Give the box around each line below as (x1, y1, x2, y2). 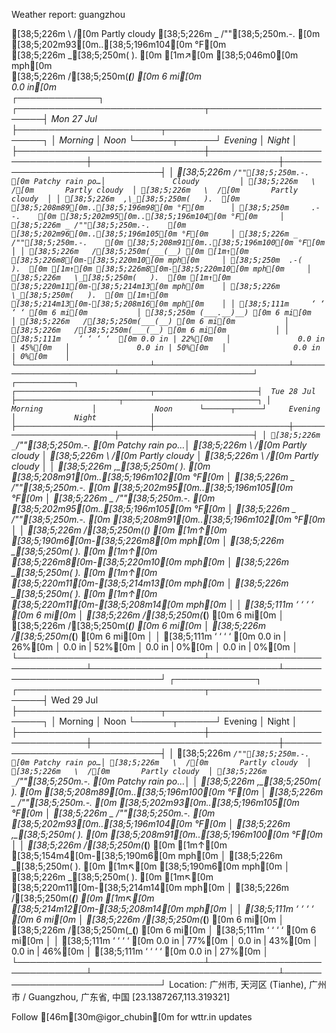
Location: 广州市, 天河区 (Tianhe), (168, 979, 307, 990)
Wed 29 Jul (50, 694, 99, 706)
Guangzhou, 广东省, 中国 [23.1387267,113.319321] (27, 991, 231, 1003)
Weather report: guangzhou (11, 9, 126, 20)
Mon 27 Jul (50, 113, 98, 124)
